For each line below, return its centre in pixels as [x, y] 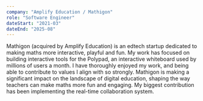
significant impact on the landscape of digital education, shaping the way [98, 78]
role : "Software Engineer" [41, 18]
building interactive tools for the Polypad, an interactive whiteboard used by [101, 59]
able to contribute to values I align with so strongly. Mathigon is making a [98, 72]
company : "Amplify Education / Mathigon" [60, 12]
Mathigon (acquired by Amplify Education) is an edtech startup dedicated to [102, 46]
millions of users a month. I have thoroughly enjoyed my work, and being [98, 66]
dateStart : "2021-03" [34, 23]
